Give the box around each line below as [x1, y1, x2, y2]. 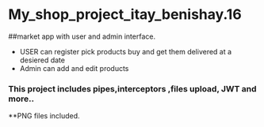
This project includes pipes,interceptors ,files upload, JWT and [8, 83, 257, 94]
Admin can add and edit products [19, 63, 129, 73]
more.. [8, 93, 34, 104]
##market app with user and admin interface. [8, 32, 156, 41]
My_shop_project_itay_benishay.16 [8, 6, 242, 24]
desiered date [19, 55, 66, 65]
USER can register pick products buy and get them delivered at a [19, 47, 232, 56]
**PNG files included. [8, 111, 81, 121]
